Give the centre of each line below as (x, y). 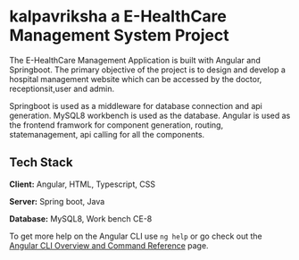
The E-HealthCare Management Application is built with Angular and (135, 60)
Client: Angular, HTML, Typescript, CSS (83, 184)
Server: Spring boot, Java (57, 201)
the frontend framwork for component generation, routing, (116, 125)
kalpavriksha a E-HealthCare (118, 17)
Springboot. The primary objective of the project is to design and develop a (147, 70)
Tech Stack (41, 163)
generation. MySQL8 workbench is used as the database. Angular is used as (150, 115)
